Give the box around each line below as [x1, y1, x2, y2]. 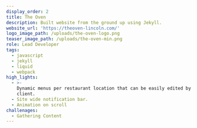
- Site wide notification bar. [11, 96, 88, 102]
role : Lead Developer [6, 42, 60, 48]
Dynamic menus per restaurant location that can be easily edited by [17, 86, 192, 91]
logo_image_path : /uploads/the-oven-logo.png [6, 31, 120, 37]
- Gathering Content [11, 113, 62, 119]
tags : [6, 47, 19, 53]
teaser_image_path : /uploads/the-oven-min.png [6, 36, 123, 42]
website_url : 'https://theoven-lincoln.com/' [6, 25, 120, 31]
